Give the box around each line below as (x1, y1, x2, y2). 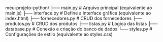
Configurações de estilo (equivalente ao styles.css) (5, 31, 113, 37)
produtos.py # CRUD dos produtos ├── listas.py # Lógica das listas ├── (5, 20, 158, 26)
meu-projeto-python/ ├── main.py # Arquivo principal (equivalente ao (5, 5, 152, 10)
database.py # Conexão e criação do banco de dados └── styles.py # (5, 26, 152, 32)
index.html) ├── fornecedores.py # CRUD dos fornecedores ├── (5, 15, 143, 21)
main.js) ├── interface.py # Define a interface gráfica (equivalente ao (5, 10, 151, 16)
